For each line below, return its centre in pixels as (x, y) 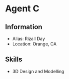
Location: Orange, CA (34, 44)
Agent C (22, 9)
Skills (14, 59)
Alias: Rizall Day (29, 39)
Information (24, 27)
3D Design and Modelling (38, 71)
